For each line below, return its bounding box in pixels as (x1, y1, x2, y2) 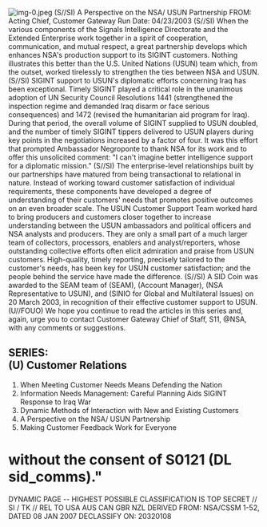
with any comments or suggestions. (8, 323, 126, 332)
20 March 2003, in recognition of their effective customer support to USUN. (8, 298, 258, 306)
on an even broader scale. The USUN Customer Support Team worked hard (8, 204, 257, 213)
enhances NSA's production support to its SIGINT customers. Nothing (8, 51, 238, 59)
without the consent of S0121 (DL (8, 451, 232, 468)
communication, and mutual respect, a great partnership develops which (8, 42, 248, 51)
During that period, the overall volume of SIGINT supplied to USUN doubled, (8, 119, 258, 128)
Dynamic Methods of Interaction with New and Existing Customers (19, 405, 239, 415)
